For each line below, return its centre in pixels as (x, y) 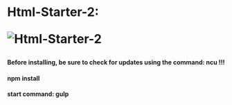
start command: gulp (38, 94)
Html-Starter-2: (53, 12)
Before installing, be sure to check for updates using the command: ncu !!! (116, 63)
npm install (24, 78)
